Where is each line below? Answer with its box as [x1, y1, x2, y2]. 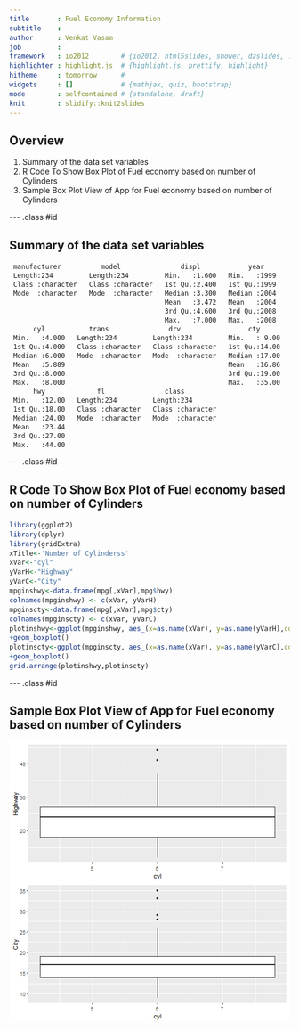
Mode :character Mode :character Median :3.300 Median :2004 [12, 290, 277, 298]
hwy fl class [32, 388, 185, 396]
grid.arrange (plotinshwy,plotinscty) [9, 662, 149, 671]
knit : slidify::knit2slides [9, 99, 145, 108]
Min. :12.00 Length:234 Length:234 [12, 396, 193, 405]
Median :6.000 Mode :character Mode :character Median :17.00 [12, 352, 280, 361]
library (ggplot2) [9, 520, 74, 529]
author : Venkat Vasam [9, 33, 114, 42]
